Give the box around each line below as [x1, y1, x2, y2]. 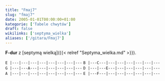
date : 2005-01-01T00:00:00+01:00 [5, 17, 76, 22]
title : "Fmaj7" [5, 7, 37, 13]
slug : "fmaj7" [5, 12, 35, 17]
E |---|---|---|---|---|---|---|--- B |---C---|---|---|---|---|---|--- [5, 60, 160, 65]
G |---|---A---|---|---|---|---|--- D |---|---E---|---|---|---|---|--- [5, 65, 160, 71]
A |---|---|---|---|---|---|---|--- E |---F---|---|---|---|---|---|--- [5, 71, 160, 76]
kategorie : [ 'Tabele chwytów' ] [5, 21, 71, 27]
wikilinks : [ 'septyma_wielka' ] [5, 31, 71, 36]
